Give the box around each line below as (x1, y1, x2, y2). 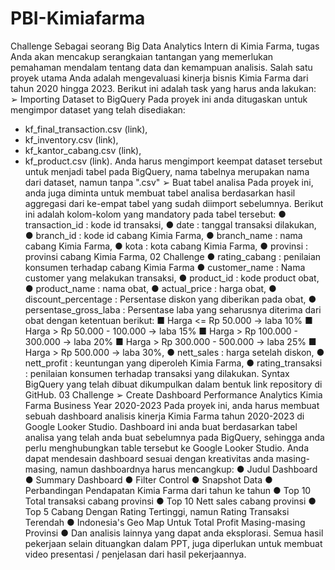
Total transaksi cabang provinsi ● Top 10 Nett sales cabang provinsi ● (24, 495, 317, 507)
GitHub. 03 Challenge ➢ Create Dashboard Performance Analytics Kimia (24, 388, 323, 401)
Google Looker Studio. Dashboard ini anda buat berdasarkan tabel (24, 420, 298, 432)
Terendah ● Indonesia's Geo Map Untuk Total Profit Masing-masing (24, 516, 306, 528)
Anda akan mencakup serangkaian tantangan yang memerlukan (10, 50, 274, 62)
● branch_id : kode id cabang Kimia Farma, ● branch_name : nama (24, 229, 303, 241)
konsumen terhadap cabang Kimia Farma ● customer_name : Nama (24, 261, 306, 273)
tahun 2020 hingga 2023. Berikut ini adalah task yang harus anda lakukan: (10, 82, 317, 94)
